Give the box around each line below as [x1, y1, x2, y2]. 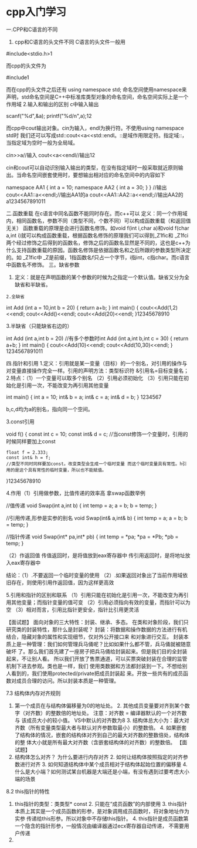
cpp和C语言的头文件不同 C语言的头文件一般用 [14, 38, 126, 45]
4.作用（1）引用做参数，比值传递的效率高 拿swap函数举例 [6, 489, 145, 496]
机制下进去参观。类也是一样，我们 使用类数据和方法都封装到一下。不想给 [6, 662, 182, 669]
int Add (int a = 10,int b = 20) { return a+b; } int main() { [6, 304, 139, 311]
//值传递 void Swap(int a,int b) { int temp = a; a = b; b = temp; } [6, 502, 157, 509]
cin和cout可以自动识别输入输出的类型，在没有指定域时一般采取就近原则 [6, 164, 178, 171]
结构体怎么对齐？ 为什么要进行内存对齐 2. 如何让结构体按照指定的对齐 [14, 753, 184, 760]
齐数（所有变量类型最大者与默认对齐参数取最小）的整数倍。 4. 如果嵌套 [14, 724, 187, 731]
